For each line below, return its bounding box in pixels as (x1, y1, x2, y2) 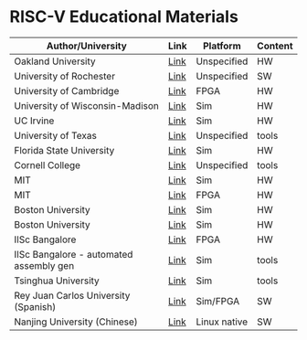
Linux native (196, 315, 249, 328)
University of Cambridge (14, 84, 120, 97)
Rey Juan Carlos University (14, 289, 131, 302)
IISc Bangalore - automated (14, 248, 133, 260)
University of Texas (14, 129, 98, 142)
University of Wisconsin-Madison (14, 99, 160, 112)
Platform (202, 39, 242, 52)
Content (257, 39, 293, 52)
